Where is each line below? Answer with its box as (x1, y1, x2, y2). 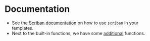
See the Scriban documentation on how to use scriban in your (11, 20, 139, 26)
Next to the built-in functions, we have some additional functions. (11, 30, 146, 36)
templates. (11, 25, 34, 31)
